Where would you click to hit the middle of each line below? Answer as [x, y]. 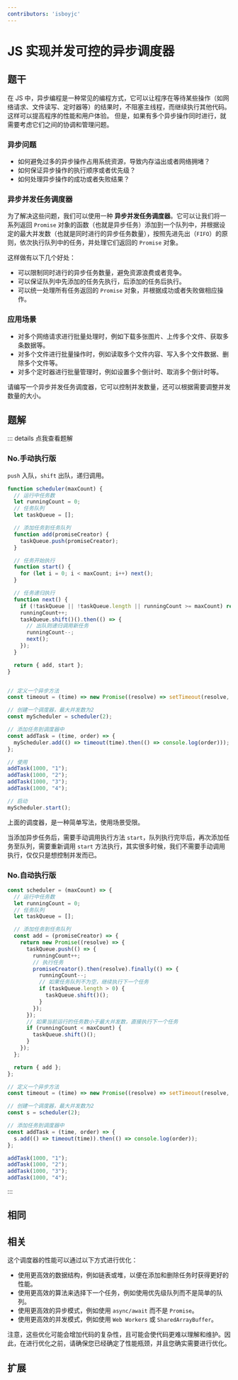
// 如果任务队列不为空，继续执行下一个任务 [93, 982]
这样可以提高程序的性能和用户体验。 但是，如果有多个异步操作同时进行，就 [117, 116]
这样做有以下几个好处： [41, 258]
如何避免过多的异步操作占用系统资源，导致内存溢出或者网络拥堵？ [114, 161]
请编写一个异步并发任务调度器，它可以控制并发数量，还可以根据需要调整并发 [119, 386]
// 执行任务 [48, 962]
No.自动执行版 [32, 875]
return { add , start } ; [49, 665]
